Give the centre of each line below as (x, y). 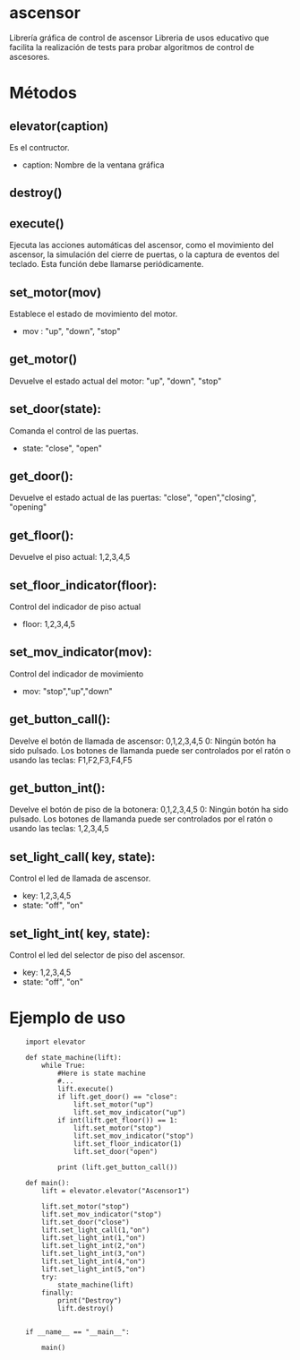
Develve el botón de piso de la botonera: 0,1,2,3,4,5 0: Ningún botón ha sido (149, 810)
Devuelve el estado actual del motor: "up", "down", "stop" (116, 381)
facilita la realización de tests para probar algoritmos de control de (132, 47)
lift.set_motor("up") (113, 1105)
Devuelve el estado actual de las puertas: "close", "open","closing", (133, 498)
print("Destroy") (90, 1301)
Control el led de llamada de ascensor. (80, 878)
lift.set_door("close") (86, 1222)
